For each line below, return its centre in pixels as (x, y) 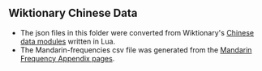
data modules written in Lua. (68, 41)
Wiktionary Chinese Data (73, 13)
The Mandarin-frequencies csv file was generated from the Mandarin (136, 50)
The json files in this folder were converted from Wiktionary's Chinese (137, 32)
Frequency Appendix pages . (67, 58)
